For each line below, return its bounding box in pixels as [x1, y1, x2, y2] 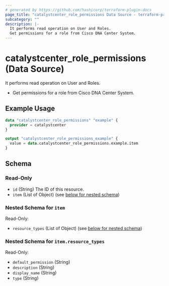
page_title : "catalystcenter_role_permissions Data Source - [5, 12, 136, 17]
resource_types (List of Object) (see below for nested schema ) [12, 225, 142, 231]
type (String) [12, 275, 39, 281]
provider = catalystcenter [10, 122, 66, 128]
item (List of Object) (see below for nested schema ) [12, 191, 120, 197]
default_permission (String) [12, 259, 70, 265]
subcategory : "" [5, 17, 39, 22]
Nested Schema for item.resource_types [5, 238, 105, 245]
